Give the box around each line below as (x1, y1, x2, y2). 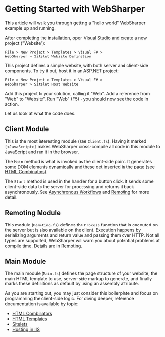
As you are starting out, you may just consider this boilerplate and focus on (5, 290, 158, 296)
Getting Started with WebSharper (5, 3, 145, 15)
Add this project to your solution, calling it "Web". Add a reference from (5, 90, 150, 96)
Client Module (5, 125, 49, 133)
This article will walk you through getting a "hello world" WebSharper (5, 20, 146, 26)
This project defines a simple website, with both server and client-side (5, 62, 148, 68)
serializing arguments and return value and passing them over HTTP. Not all (5, 232, 160, 238)
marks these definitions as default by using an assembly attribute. (5, 281, 139, 287)
